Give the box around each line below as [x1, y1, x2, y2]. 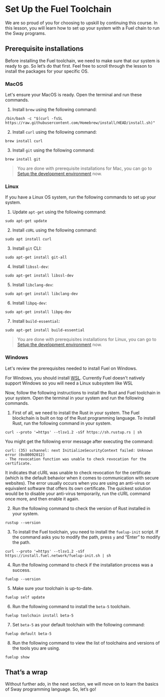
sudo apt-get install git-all [5, 255, 67, 260]
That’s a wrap [5, 668, 48, 677]
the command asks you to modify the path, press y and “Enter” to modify [12, 534, 161, 540]
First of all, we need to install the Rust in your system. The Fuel [12, 410, 139, 416]
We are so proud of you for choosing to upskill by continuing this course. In [5, 20, 158, 26]
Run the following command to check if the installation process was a [12, 562, 154, 568]
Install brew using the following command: [12, 107, 97, 113]
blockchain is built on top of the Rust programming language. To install [12, 415, 156, 421]
